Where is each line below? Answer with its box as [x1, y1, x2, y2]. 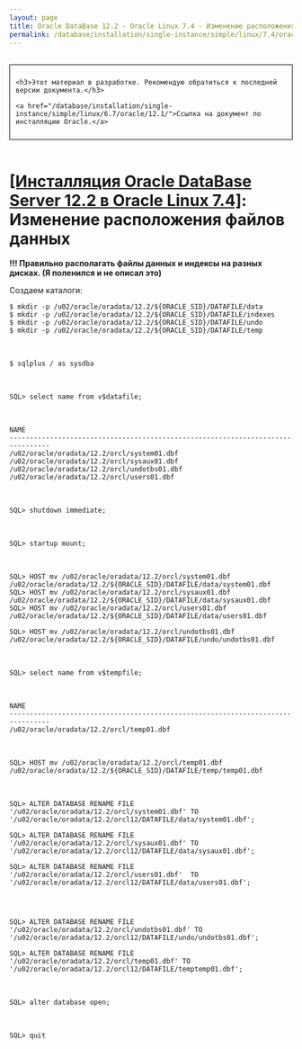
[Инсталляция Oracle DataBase [9, 171, 253, 192]
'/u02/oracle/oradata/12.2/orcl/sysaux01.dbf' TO [9, 838, 200, 848]
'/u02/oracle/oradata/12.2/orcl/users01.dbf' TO [9, 870, 200, 880]
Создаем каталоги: [9, 285, 83, 296]
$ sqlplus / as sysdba [9, 359, 94, 369]
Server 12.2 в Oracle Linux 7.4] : [9, 190, 247, 211]
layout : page [9, 13, 58, 22]
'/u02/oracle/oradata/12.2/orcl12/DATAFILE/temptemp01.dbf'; [9, 964, 244, 974]
